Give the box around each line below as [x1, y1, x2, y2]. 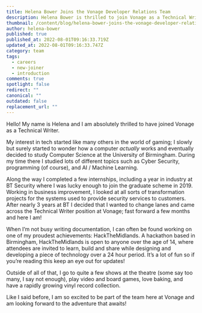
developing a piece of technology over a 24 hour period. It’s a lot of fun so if [6, 251, 195, 258]
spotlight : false [6, 82, 50, 88]
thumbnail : [6, 20, 34, 26]
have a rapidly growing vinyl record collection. [6, 282, 121, 289]
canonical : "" [6, 93, 42, 99]
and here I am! [6, 214, 42, 221]
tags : [6, 53, 20, 59]
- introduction [11, 70, 50, 76]
